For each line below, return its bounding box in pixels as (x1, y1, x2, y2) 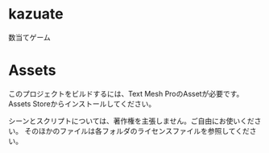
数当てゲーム (8, 32, 51, 42)
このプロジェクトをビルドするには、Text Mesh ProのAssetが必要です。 (8, 89, 244, 98)
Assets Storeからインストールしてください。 (8, 98, 156, 109)
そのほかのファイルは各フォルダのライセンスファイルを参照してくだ (23, 126, 250, 135)
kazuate (8, 5, 64, 23)
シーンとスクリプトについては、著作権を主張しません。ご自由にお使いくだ (8, 116, 255, 126)
